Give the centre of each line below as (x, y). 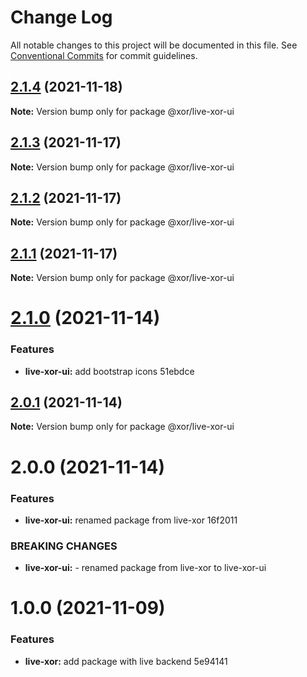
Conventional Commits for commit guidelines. (104, 55)
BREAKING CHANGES (64, 546)
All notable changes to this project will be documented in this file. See (154, 45)
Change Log (61, 17)
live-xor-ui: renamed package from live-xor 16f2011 (131, 520)
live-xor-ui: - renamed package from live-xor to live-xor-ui (145, 568)
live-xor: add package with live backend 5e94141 (126, 661)
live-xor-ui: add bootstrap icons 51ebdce (109, 371)
